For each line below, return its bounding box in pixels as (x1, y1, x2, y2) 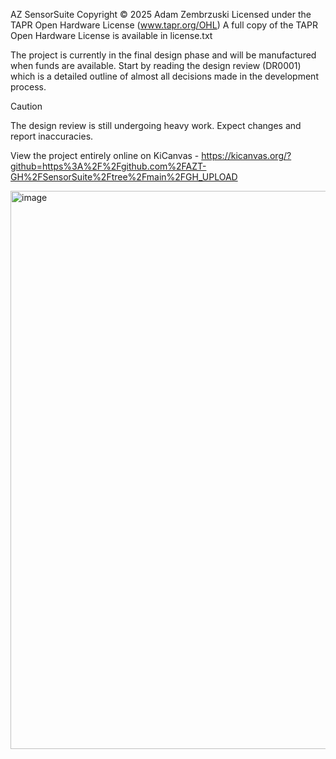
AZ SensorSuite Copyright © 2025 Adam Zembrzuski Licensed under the (10, 9, 312, 20)
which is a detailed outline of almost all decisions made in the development (10, 70, 319, 82)
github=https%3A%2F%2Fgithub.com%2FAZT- (10, 160, 207, 172)
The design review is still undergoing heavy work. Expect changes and (10, 120, 302, 131)
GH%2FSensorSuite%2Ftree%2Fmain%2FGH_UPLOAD (10, 171, 238, 183)
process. (10, 81, 47, 93)
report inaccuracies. (10, 130, 94, 142)
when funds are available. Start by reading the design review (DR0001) (10, 60, 302, 71)
